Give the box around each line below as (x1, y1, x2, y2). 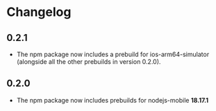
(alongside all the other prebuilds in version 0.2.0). (16, 58, 161, 66)
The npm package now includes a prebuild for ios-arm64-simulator (16, 50, 210, 58)
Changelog (6, 4, 72, 20)
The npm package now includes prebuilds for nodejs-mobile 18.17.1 (16, 96, 209, 104)
